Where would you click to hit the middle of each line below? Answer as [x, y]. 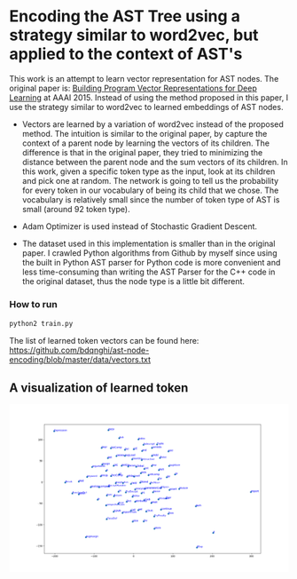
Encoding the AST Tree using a [125, 16]
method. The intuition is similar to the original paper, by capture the [145, 133]
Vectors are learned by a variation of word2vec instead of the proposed [152, 124]
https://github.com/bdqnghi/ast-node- [79, 350]
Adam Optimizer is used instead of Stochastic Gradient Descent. [140, 226]
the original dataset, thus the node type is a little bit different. [133, 281]
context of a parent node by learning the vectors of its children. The [146, 143]
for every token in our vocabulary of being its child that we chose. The [150, 190]
